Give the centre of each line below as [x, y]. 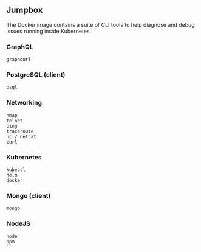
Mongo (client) [29, 195]
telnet [15, 121]
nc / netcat [21, 136]
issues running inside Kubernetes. [49, 31]
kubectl [16, 170]
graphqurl [19, 60]
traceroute [20, 131]
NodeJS [18, 223]
